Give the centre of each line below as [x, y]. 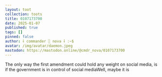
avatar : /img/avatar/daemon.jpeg [39, 46]
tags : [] [14, 32]
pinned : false [19, 37]
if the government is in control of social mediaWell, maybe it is [67, 69]
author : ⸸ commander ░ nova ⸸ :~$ [39, 41]
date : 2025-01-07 [23, 23]
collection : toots [24, 14]
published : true [21, 28]
